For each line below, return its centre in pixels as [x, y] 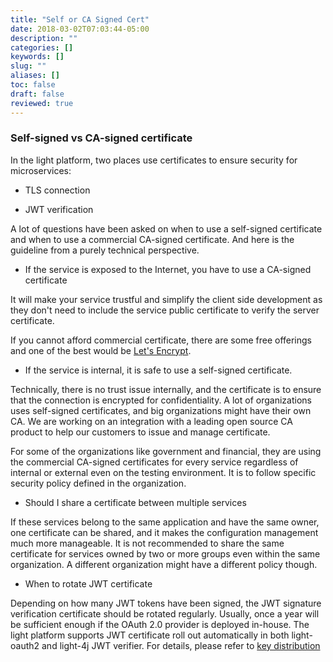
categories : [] [42, 47]
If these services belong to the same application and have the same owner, [165, 522]
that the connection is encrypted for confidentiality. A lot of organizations [161, 400]
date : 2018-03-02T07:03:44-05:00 [80, 29]
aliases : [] [35, 76]
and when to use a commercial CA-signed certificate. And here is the [152, 239]
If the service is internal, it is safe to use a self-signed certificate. [158, 370]
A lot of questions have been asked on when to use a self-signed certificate [166, 228]
